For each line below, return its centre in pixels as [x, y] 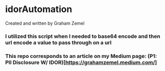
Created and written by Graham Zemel [45, 23]
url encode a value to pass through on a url [58, 42]
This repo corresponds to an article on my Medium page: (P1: [81, 56]
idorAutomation [39, 9]
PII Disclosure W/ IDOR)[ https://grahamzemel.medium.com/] [81, 62]
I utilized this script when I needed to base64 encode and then [83, 36]
